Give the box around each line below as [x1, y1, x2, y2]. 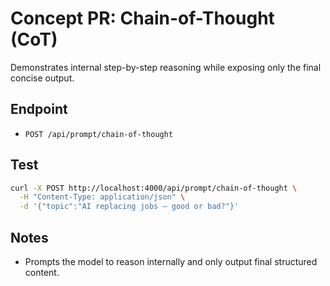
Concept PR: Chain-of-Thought [10, 7, 275, 30]
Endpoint [10, 101, 68, 118]
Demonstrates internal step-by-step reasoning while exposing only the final [10, 61, 322, 73]
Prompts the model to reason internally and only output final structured [24, 256, 318, 267]
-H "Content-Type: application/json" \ [19, 192, 186, 202]
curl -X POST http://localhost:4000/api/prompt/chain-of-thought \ [10, 183, 298, 193]
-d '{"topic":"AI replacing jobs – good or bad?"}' [19, 202, 240, 212]
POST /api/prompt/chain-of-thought [24, 129, 174, 139]
